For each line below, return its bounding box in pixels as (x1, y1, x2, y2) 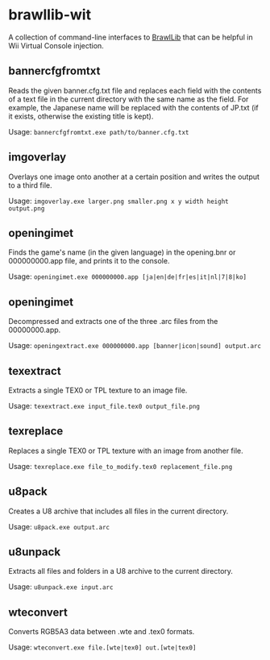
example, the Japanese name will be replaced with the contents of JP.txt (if (8, 102, 260, 112)
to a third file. (8, 180, 52, 190)
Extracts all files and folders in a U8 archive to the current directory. (8, 567, 234, 576)
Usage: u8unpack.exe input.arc (8, 582, 114, 592)
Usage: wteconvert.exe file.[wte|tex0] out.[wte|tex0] (8, 642, 197, 652)
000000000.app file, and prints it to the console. (8, 256, 170, 266)
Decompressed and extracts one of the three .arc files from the (8, 317, 218, 326)
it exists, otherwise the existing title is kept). (8, 111, 154, 121)
